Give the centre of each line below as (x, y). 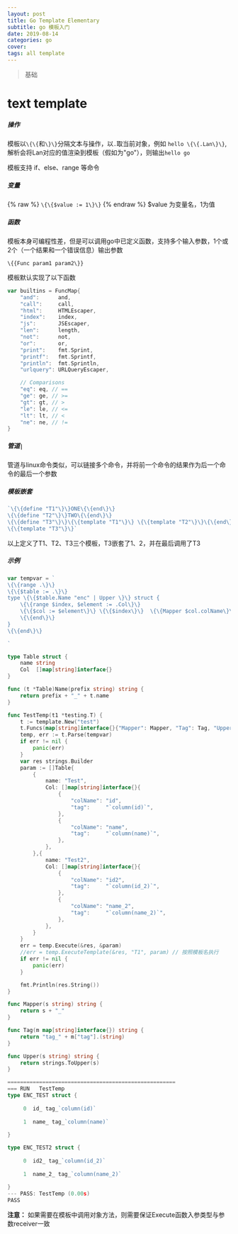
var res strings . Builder (57, 761)
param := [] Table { (47, 768)
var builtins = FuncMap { (44, 291)
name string (38, 663)
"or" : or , (44, 343)
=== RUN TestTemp (36, 1089)
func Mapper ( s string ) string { (55, 1004)
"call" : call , (47, 304)
